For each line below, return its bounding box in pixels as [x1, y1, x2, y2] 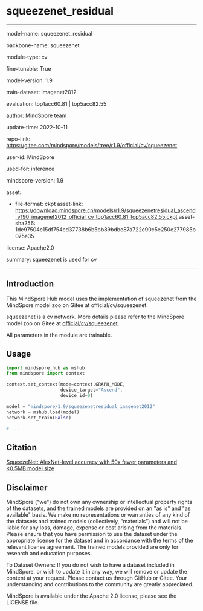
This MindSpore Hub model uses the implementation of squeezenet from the [6, 295, 197, 302]
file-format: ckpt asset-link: [14, 200, 83, 207]
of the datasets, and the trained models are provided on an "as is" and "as [6, 505, 191, 512]
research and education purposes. [6, 550, 92, 557]
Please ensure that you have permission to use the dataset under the [6, 531, 178, 538]
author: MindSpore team [6, 112, 67, 119]
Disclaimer [6, 482, 48, 493]
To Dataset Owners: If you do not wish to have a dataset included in [6, 561, 175, 569]
